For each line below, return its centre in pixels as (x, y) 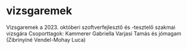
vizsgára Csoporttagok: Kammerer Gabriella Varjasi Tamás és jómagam (94, 33)
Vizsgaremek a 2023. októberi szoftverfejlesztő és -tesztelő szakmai (91, 27)
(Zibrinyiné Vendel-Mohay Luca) (46, 40)
